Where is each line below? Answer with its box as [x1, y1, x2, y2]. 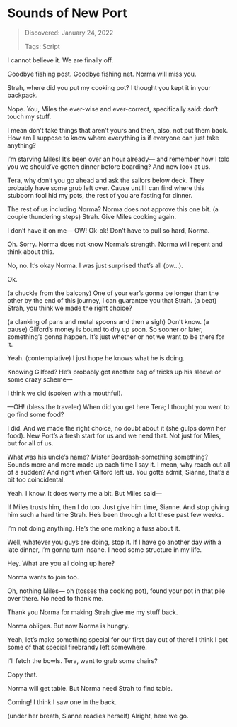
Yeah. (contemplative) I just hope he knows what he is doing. [7, 353, 185, 362]
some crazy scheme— [7, 374, 73, 384]
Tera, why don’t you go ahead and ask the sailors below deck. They [7, 176, 204, 184]
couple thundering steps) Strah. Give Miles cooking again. [7, 212, 177, 221]
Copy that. [7, 670, 38, 679]
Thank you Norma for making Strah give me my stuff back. [7, 608, 178, 616]
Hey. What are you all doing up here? [7, 559, 115, 567]
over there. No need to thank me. [7, 594, 104, 602]
